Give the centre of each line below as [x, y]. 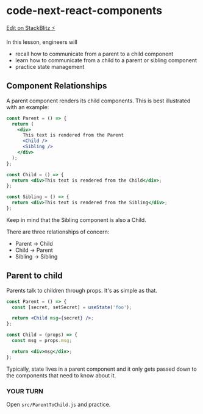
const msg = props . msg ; [42, 341]
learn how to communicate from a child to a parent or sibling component [106, 60]
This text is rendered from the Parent [73, 135]
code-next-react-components [84, 11]
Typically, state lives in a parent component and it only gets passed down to [101, 369]
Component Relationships [57, 86]
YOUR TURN [25, 391]
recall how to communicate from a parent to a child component [94, 54]
